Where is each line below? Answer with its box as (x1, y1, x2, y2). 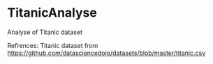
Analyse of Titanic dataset (7, 28, 82, 36)
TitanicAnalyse (7, 5, 98, 21)
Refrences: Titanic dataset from (7, 41, 98, 49)
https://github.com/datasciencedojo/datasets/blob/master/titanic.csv (7, 49, 206, 57)
